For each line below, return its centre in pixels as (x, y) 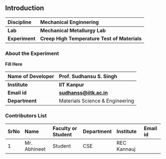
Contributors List (26, 116)
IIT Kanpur (72, 85)
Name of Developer (31, 76)
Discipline (20, 22)
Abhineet (35, 149)
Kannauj (126, 149)
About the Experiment (32, 53)
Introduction (25, 8)
